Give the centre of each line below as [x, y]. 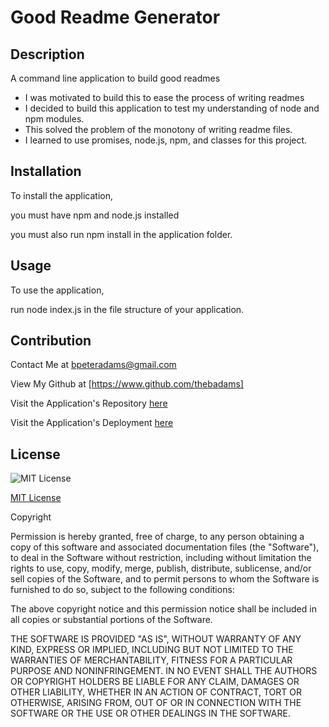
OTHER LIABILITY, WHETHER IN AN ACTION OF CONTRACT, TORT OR [156, 692]
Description [47, 54]
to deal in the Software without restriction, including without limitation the [161, 558]
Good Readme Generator [115, 17]
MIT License [36, 498]
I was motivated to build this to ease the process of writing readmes [164, 97]
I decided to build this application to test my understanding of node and [172, 108]
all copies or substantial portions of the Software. [111, 620]
